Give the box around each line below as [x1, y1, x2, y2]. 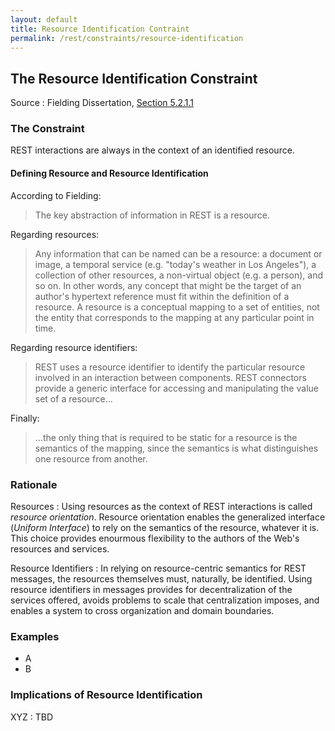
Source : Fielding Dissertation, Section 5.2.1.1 [10, 97, 195, 109]
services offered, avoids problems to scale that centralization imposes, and [10, 594, 320, 606]
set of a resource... [34, 392, 113, 405]
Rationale [10, 477, 58, 491]
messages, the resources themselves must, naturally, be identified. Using [10, 572, 313, 585]
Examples [10, 629, 60, 643]
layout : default [10, 14, 78, 25]
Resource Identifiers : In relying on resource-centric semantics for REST [10, 562, 307, 574]
